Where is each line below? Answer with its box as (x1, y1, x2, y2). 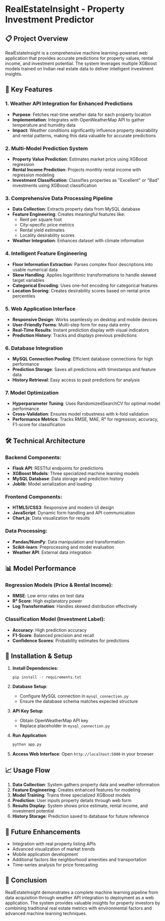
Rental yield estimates (19, 227, 65, 233)
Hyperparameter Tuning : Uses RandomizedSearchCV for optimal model (12, 400, 161, 407)
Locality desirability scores (19, 232, 75, 238)
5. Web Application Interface (5, 305, 76, 312)
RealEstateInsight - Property (5, 3, 125, 15)
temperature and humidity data (12, 122, 76, 128)
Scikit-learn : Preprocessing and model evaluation (12, 544, 114, 550)
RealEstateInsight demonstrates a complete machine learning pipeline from (5, 889, 159, 895)
